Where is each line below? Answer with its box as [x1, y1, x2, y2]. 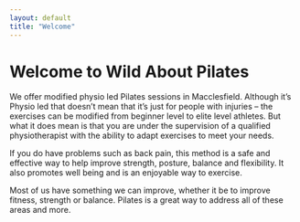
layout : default [9, 13, 71, 23]
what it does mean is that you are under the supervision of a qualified [9, 121, 272, 132]
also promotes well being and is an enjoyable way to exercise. [9, 167, 242, 178]
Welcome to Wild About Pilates [9, 61, 250, 82]
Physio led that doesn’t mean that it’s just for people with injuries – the [9, 101, 273, 112]
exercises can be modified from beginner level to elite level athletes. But [9, 111, 282, 122]
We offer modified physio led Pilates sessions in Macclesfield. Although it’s [9, 91, 292, 102]
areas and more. [9, 205, 71, 216]
